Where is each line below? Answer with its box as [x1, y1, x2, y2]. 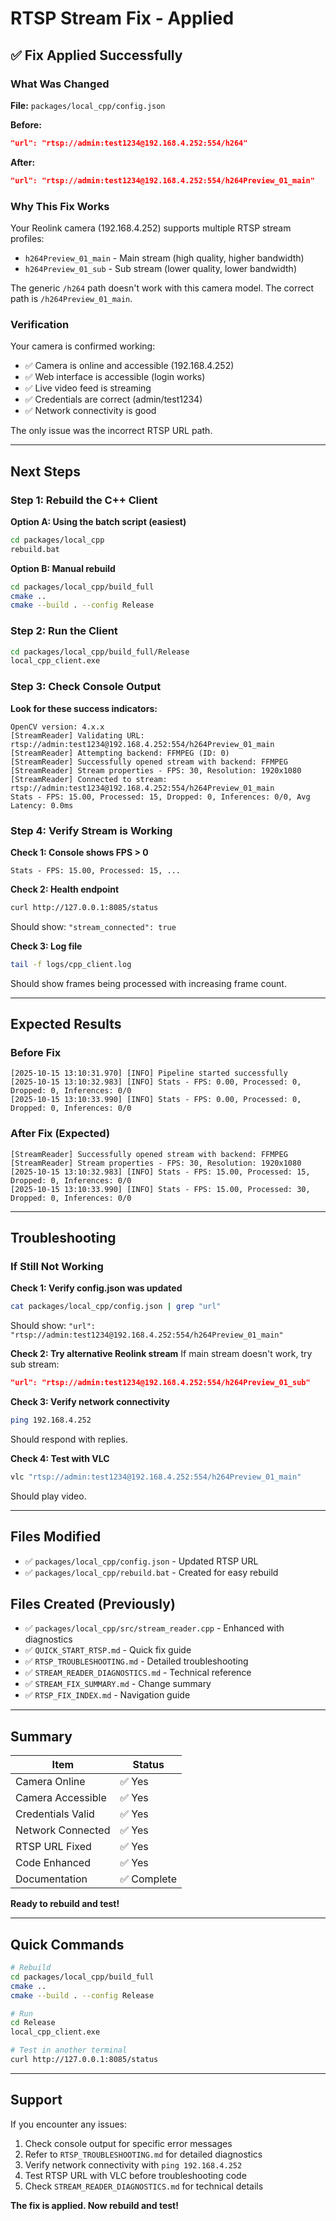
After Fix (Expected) [10, 1127, 111, 1141]
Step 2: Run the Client [10, 624, 118, 638]
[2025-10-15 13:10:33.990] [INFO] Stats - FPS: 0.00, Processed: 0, [10, 1095, 302, 1105]
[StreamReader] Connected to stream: [10, 774, 168, 784]
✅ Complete [119, 1872, 178, 1886]
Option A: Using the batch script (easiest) [10, 515, 187, 527]
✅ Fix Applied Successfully [10, 47, 183, 64]
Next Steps [10, 463, 81, 480]
